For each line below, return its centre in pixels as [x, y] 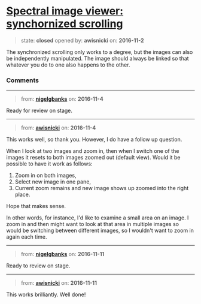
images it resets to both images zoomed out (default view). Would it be [93, 158]
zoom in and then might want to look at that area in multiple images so [93, 224]
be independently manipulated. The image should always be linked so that [98, 58]
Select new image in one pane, [53, 182]
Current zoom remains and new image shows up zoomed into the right [102, 188]
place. [22, 195]
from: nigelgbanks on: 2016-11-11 [63, 254]
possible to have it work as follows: [49, 164]
